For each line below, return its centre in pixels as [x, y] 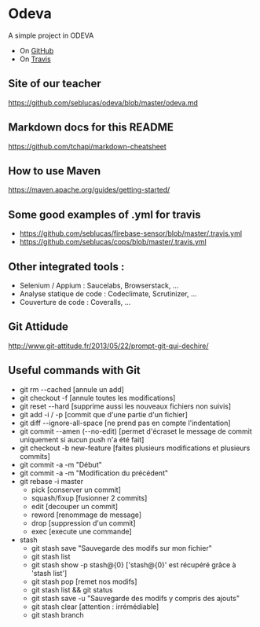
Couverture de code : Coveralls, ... [75, 302]
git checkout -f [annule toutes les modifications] [97, 398]
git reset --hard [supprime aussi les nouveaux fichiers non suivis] [125, 406]
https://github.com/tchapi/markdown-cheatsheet [87, 146]
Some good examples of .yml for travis [105, 214]
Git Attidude [38, 327]
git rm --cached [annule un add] [71, 389]
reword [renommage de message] [86, 515]
